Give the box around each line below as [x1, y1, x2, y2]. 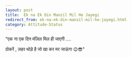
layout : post [5, 7, 33, 13]
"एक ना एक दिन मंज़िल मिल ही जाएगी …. [5, 36, 72, 42]
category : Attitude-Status [5, 22, 63, 27]
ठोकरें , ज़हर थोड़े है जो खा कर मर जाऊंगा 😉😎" [5, 46, 85, 52]
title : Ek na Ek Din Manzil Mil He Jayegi [5, 12, 100, 17]
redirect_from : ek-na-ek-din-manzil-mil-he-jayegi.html [5, 17, 127, 22]
